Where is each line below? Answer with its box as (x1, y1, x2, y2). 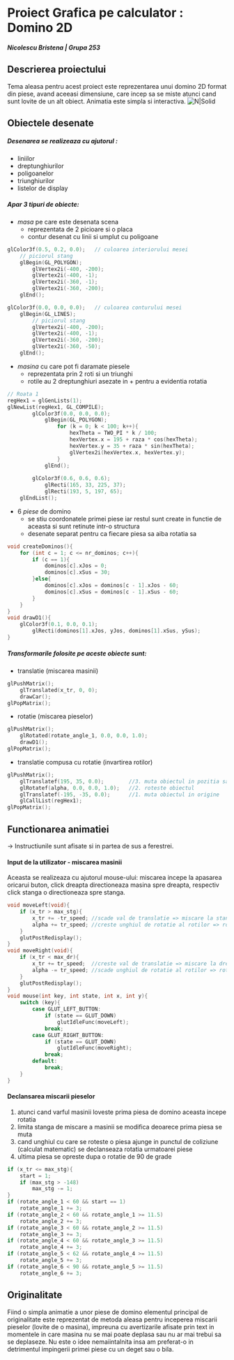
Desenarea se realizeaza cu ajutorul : (7, 136, 118, 145)
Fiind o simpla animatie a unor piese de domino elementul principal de (7, 1308, 208, 1316)
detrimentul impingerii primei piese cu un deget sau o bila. (7, 1345, 174, 1353)
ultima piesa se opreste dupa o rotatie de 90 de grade (17, 1152, 172, 1161)
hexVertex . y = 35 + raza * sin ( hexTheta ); (69, 442, 195, 449)
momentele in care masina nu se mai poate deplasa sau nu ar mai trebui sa (7, 1330, 221, 1338)
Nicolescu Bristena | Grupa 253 (7, 43, 101, 52)
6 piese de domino (17, 507, 71, 515)
